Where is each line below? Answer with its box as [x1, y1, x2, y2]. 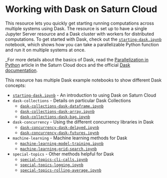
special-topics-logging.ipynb [20, 162, 84, 167]
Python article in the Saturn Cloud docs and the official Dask [5, 62, 131, 68]
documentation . [5, 67, 38, 73]
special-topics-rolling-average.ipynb [20, 167, 102, 173]
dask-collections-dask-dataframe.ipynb [20, 104, 104, 109]
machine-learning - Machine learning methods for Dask [12, 135, 127, 141]
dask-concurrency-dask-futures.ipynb [20, 130, 100, 135]
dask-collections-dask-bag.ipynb [20, 114, 91, 119]
